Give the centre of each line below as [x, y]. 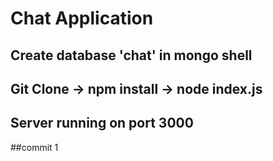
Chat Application [82, 18]
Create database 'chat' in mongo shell [131, 55]
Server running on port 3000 [102, 123]
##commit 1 [34, 147]
